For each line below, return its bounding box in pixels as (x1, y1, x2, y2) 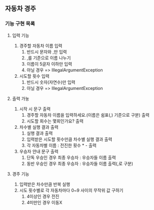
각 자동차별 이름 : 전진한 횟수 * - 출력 (26, 142, 97, 148)
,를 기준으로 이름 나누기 (26, 55, 71, 61)
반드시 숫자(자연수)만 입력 (26, 79, 76, 85)
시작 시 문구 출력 (19, 106, 51, 112)
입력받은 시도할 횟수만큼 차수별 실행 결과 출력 (26, 136, 113, 142)
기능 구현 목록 (5, 20, 35, 27)
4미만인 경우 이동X (26, 199, 63, 205)
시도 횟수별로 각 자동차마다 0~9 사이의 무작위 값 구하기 (19, 187, 124, 193)
